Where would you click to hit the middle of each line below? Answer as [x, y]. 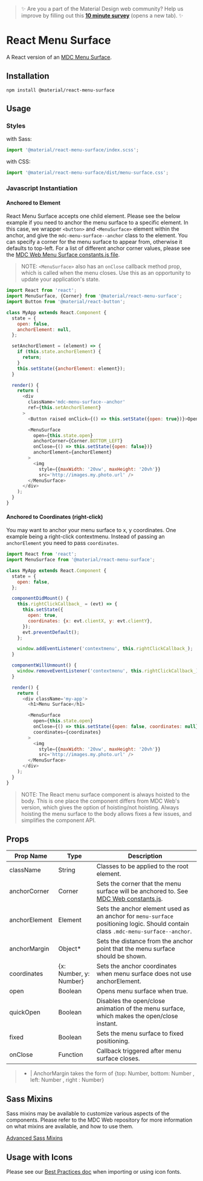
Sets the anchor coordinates [137, 966]
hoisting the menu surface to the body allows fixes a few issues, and [106, 814]
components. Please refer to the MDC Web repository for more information [99, 1120]
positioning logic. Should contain [143, 924]
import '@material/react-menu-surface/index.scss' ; [72, 150]
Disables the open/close [131, 1001]
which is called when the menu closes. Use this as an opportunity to [106, 273]
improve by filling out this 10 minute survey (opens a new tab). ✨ [102, 15]
